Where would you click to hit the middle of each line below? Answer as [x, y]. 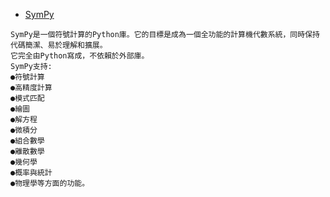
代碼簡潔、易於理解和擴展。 [59, 45]
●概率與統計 [31, 173]
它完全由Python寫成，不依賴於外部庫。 [80, 56]
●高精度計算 [31, 88]
